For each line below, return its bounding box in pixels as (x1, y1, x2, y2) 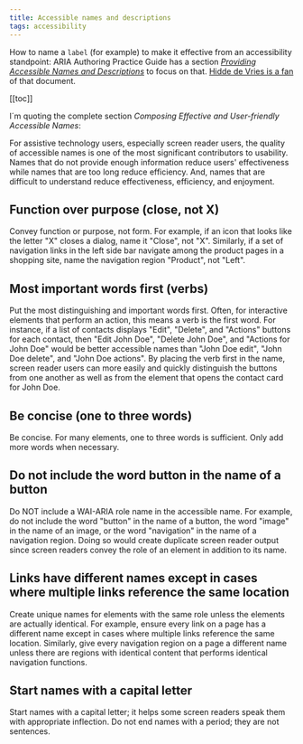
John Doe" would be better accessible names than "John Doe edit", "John (9, 344, 282, 354)
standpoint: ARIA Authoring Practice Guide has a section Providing (9, 56, 257, 67)
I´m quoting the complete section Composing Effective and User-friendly (9, 110, 280, 121)
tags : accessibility (9, 22, 87, 31)
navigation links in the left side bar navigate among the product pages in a (9, 245, 284, 256)
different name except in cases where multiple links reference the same (9, 627, 275, 638)
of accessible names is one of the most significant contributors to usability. (9, 146, 289, 158)
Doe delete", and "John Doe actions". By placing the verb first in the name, (9, 353, 286, 364)
